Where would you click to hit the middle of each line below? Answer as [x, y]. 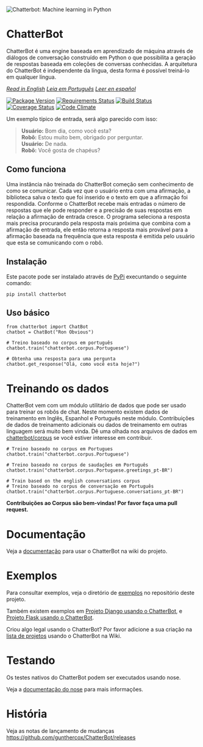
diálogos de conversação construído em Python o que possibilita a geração [101, 57]
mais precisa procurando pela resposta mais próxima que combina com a [98, 223]
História [27, 714]
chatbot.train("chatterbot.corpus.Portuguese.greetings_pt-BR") [90, 470]
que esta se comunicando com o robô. [55, 242]
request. [17, 509]
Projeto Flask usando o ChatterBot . [50, 618]
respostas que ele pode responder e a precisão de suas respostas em [94, 210]
